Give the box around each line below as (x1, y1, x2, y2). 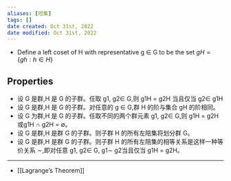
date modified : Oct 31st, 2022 (7, 29, 97, 36)
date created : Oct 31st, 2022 (7, 23, 94, 30)
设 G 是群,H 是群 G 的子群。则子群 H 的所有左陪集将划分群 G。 (16, 129, 194, 138)
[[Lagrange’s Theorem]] (16, 167, 85, 175)
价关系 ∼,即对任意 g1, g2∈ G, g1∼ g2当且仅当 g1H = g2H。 (16, 146, 184, 155)
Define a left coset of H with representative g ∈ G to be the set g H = (16, 48, 211, 56)
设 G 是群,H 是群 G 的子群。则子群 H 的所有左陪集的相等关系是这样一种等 (16, 138, 224, 146)
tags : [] (7, 17, 32, 23)
